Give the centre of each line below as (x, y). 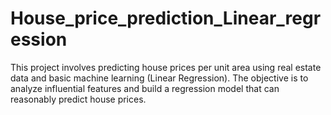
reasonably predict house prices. (78, 99)
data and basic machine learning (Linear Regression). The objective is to (159, 78)
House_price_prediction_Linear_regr (166, 18)
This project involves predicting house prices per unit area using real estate (166, 67)
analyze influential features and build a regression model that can (145, 88)
